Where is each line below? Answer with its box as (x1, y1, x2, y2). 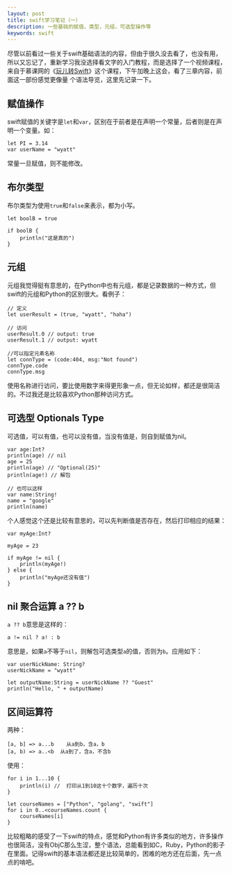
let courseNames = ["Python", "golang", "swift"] (7, 801, 154, 808)
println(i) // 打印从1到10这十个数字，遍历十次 (19, 783, 148, 790)
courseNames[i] (19, 813, 64, 820)
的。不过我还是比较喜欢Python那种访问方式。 (7, 390, 138, 398)
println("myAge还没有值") (19, 574, 90, 581)
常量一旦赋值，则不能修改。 (7, 159, 87, 167)
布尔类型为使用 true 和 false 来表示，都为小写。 (7, 201, 139, 209)
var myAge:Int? (7, 530, 51, 537)
